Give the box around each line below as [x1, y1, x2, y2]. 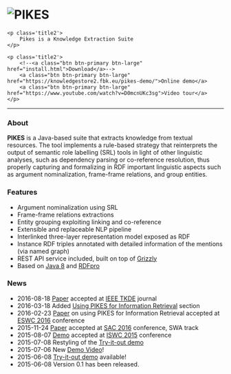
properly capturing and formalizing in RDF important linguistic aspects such [7, 163, 221, 171]
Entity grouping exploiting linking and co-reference [16, 217, 162, 226]
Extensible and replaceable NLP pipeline [16, 225, 132, 233]
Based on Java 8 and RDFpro [16, 261, 100, 269]
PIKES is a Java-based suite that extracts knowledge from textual [7, 134, 193, 142]
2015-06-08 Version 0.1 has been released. [16, 360, 140, 368]
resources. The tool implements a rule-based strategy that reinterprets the [7, 141, 218, 149]
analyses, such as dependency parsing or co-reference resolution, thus [7, 155, 210, 164]
